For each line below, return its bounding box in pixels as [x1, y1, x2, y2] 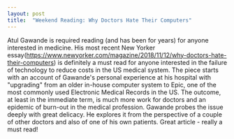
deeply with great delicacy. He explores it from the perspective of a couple [7, 110, 222, 119]
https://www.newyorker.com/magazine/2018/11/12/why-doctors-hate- [26, 50, 227, 59]
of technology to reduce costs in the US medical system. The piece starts [7, 66, 219, 74]
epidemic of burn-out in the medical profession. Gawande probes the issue [7, 103, 224, 111]
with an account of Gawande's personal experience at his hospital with [7, 73, 212, 81]
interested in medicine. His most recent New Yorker [7, 43, 156, 52]
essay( [7, 50, 27, 59]
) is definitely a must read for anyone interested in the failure [53, 58, 228, 66]
